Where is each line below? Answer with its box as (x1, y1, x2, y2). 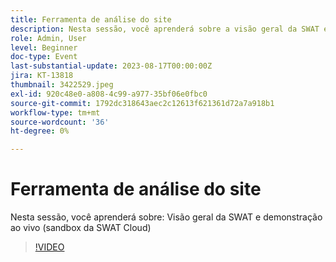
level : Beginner (10, 42, 78, 53)
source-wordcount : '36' (10, 117, 110, 127)
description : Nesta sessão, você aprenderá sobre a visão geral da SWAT (10, 24, 320, 34)
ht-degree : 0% (10, 126, 70, 136)
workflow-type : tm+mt (10, 107, 101, 118)
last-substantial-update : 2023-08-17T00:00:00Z (10, 61, 213, 71)
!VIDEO (34, 241, 65, 253)
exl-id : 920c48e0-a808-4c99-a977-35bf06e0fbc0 (10, 89, 208, 99)
